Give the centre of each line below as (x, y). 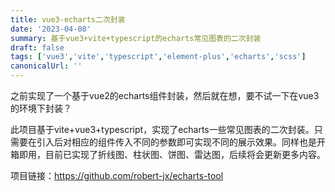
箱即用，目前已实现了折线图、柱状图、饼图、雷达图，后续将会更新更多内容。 (168, 154)
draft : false (37, 47)
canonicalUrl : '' (46, 66)
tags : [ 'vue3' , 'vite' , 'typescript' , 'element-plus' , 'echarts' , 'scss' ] (158, 57)
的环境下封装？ (41, 108)
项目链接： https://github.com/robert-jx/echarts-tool (117, 175)
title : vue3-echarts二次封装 (68, 19)
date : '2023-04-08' (51, 29)
